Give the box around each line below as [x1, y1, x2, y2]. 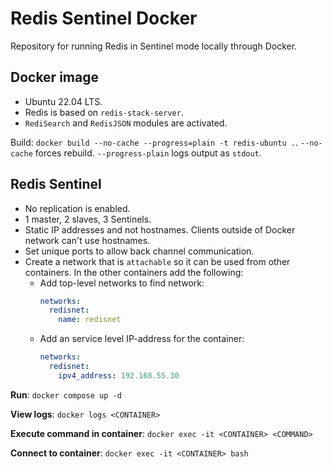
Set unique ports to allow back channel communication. [24, 245, 255, 257]
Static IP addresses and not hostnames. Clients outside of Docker [24, 223, 296, 236]
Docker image [10, 69, 99, 86]
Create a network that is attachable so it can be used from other [24, 255, 291, 267]
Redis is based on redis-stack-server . [24, 106, 184, 118]
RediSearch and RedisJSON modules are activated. [24, 117, 228, 129]
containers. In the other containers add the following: [24, 266, 244, 278]
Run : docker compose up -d [10, 388, 122, 401]
